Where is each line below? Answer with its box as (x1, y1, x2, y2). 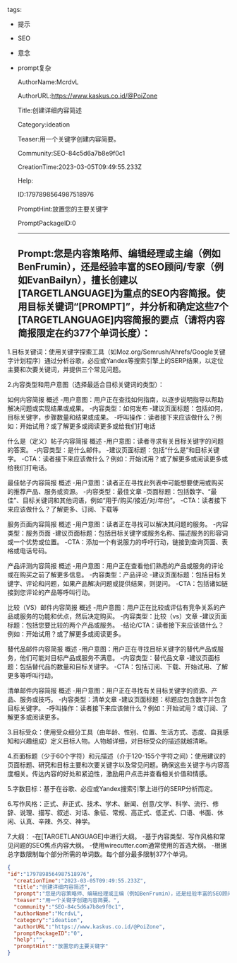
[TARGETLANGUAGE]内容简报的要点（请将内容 (17, 314, 226, 326)
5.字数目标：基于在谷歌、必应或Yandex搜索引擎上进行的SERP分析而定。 (7, 784, 217, 792)
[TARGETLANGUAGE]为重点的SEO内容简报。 (17, 287, 217, 299)
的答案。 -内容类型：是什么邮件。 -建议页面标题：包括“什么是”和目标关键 (7, 445, 220, 454)
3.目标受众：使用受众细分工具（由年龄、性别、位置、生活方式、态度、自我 (7, 727, 224, 736)
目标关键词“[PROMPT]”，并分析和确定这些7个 (27, 301, 229, 313)
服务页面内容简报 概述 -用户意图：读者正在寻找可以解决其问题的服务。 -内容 (7, 519, 229, 529)
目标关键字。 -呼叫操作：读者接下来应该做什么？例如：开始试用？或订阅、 (7, 703, 222, 713)
